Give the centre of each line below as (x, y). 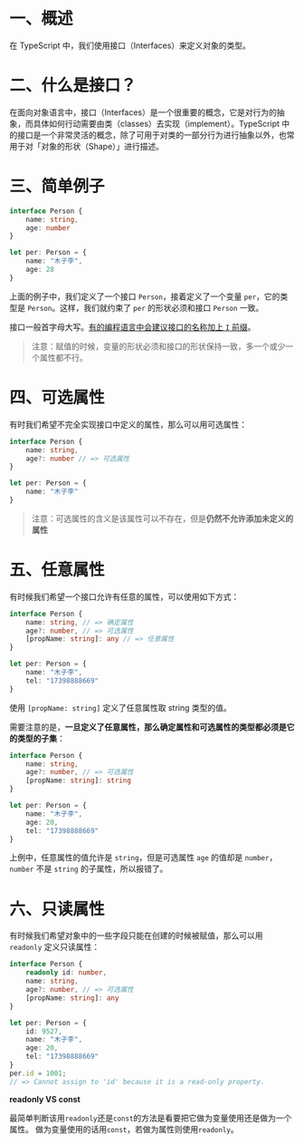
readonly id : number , (66, 973)
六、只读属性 (57, 909)
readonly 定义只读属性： (55, 947)
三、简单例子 (57, 186)
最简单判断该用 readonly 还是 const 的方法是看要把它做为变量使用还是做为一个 (151, 1118)
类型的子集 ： (41, 738)
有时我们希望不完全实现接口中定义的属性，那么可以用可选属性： (128, 424)
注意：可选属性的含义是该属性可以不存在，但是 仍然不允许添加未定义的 (162, 519)
